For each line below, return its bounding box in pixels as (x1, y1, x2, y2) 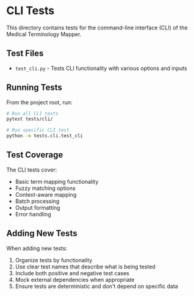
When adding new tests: (6, 245, 68, 252)
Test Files (6, 48, 44, 59)
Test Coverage (6, 150, 63, 160)
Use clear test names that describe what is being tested (15, 263, 156, 270)
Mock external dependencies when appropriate (15, 276, 135, 283)
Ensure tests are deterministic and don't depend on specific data (15, 283, 178, 290)
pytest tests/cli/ (6, 116, 53, 123)
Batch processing (15, 197, 60, 205)
